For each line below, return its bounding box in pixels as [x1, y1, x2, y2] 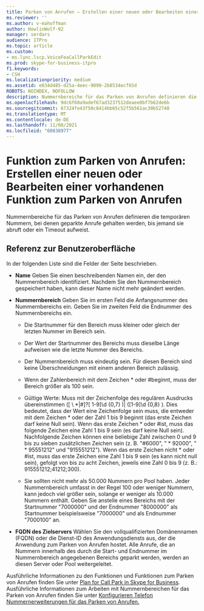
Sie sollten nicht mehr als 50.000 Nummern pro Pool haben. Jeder [24, 477, 190, 484]
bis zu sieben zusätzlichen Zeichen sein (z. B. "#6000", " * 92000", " [24, 439, 197, 447]
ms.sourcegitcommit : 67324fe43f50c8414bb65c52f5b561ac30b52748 [6, 105, 170, 111]
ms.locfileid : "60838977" [6, 128, 72, 134]
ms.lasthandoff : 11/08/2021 [6, 122, 78, 129]
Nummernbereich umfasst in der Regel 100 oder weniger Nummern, [24, 484, 194, 491]
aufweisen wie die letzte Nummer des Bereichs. [24, 345, 144, 353]
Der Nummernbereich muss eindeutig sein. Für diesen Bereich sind [24, 358, 192, 365]
